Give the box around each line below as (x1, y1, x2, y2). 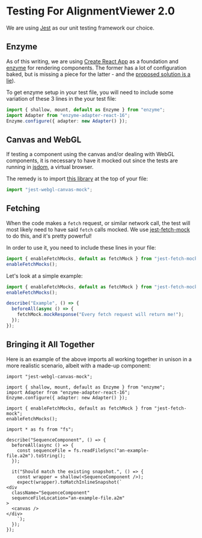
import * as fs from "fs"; (6, 426, 74, 432)
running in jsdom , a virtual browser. (6, 163, 94, 171)
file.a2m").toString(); (6, 452, 66, 459)
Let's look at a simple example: (6, 272, 83, 279)
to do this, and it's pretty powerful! (6, 232, 92, 239)
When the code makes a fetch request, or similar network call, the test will (6, 219, 191, 227)
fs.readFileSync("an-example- (73, 448, 149, 454)
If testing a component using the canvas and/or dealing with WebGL (6, 151, 175, 158)
